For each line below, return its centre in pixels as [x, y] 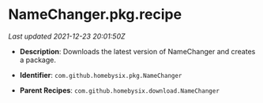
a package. [38, 60]
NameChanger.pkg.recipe [95, 15]
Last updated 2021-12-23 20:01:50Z [67, 36]
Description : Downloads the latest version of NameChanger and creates [137, 51]
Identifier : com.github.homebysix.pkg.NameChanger [101, 75]
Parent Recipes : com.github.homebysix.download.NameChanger [119, 90]
